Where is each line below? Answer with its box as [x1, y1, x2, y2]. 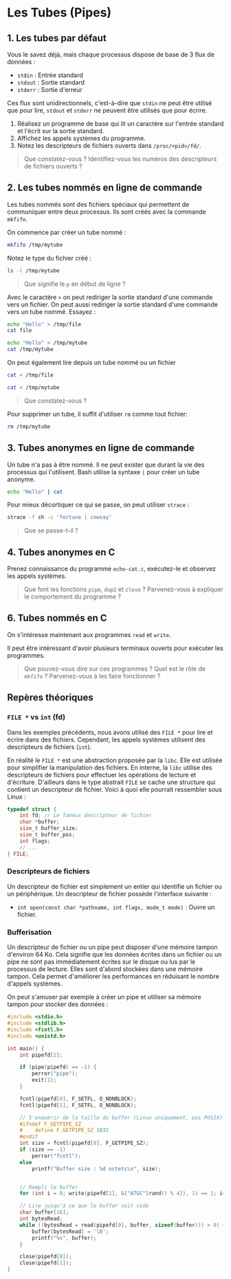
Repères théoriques [7, 692, 94, 704]
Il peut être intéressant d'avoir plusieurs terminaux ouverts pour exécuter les [7, 644, 223, 652]
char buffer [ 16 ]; [19, 1209, 69, 1216]
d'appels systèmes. [7, 979, 63, 988]
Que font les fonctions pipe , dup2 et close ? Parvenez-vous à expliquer [23, 586, 223, 594]
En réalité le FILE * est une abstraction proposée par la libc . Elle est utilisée [7, 756, 223, 764]
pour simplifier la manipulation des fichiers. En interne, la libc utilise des [7, 763, 212, 771]
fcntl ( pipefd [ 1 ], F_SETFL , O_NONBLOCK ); [19, 1102, 137, 1109]
